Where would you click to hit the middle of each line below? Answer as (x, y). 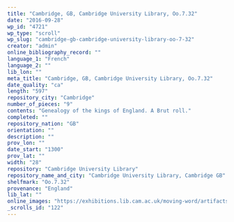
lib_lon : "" (24, 72)
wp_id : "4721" (28, 26)
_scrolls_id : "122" (36, 208)
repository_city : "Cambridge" (51, 98)
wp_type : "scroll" (34, 33)
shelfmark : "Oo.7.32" (39, 182)
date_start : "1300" (36, 150)
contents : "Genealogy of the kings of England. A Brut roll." (99, 111)
